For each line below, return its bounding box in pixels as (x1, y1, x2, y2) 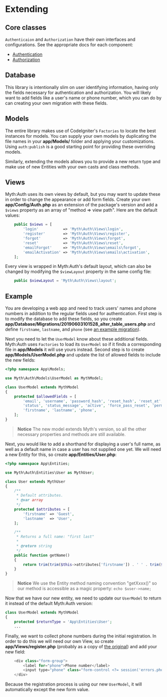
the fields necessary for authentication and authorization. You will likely (5, 89, 152, 95)
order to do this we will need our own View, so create (5, 638, 114, 644)
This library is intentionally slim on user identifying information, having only (5, 84, 159, 90)
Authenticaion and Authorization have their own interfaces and (5, 36, 136, 42)
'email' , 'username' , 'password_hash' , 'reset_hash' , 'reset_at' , (23, 399, 164, 404)
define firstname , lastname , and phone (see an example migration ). (5, 327, 141, 333)
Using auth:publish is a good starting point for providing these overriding (5, 143, 156, 150)
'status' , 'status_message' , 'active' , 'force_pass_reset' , (23, 403, 150, 408)
